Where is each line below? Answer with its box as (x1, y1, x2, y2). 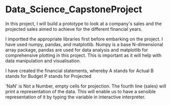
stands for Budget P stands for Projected (5, 73, 92, 79)
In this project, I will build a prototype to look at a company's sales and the (5, 20, 162, 27)
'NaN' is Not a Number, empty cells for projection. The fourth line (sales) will (5, 83, 166, 89)
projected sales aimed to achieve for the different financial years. (5, 26, 142, 32)
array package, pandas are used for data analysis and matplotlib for (5, 47, 148, 53)
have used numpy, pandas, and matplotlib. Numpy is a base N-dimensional (5, 41, 163, 47)
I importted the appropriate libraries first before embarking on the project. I (5, 36, 163, 42)
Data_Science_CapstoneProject (5, 4, 142, 15)
